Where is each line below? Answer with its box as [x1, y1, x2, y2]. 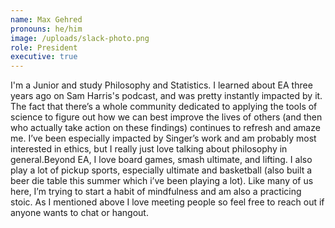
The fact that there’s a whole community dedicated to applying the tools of [10, 101, 318, 113]
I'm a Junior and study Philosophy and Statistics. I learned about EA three [10, 79, 313, 91]
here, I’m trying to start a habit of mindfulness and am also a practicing [10, 186, 302, 198]
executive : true [10, 52, 78, 62]
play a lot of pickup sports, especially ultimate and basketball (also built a [10, 164, 313, 176]
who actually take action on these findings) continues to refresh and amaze [10, 122, 321, 134]
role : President [10, 42, 78, 53]
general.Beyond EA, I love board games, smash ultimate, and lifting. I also [10, 154, 313, 166]
